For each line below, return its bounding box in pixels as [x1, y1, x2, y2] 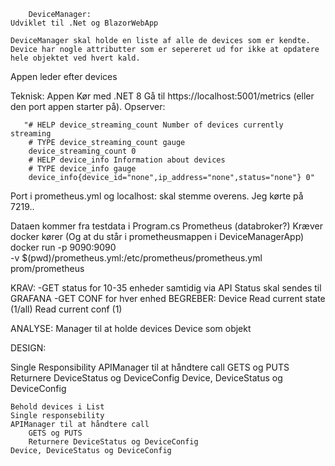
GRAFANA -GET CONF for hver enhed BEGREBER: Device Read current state [10, 293, 326, 304]
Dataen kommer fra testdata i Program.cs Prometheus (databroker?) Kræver [10, 220, 323, 232]
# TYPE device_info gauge [28, 164, 137, 174]
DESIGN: [10, 342, 47, 354]
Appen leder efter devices [10, 71, 118, 82]
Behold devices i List [10, 402, 105, 412]
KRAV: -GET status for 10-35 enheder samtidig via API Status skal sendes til [10, 282, 322, 294]
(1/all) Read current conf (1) [10, 303, 123, 315]
